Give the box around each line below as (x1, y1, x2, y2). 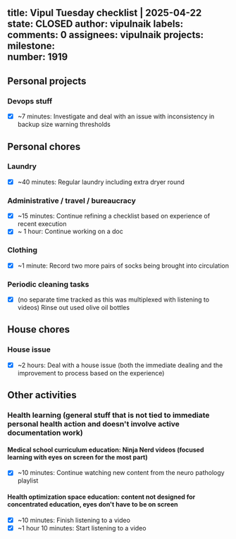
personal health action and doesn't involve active (7, 419, 180, 429)
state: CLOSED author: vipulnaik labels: (7, 18, 184, 30)
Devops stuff (7, 96, 53, 106)
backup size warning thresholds (17, 120, 111, 129)
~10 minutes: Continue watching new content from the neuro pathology (17, 469, 225, 477)
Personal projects (7, 75, 87, 87)
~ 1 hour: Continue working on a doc (17, 227, 123, 236)
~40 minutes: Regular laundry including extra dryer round (17, 178, 185, 186)
